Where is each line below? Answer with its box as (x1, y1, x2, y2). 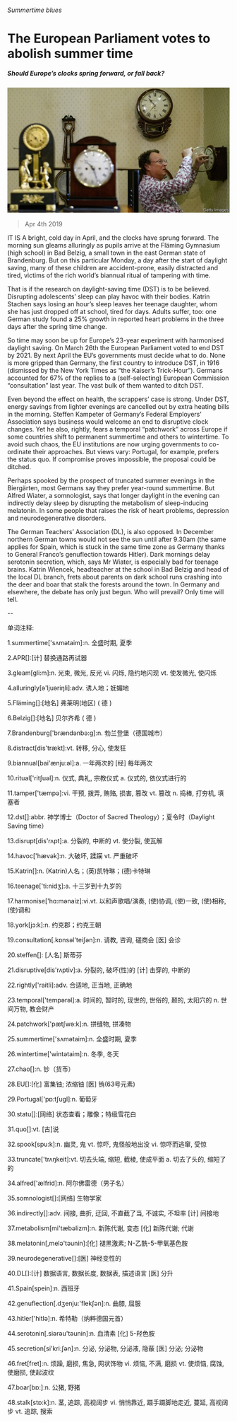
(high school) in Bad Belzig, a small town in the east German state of (7, 248, 206, 258)
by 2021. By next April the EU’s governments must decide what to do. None (7, 351, 226, 360)
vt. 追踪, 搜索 (15, 1407, 53, 1416)
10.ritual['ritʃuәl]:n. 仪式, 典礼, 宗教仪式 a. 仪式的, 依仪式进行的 (7, 774, 187, 782)
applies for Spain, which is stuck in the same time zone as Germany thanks (7, 543, 225, 551)
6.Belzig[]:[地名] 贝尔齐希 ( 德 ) (7, 714, 97, 722)
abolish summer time (7, 45, 134, 62)
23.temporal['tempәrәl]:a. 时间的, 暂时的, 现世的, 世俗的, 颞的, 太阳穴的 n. (7, 996, 220, 1005)
